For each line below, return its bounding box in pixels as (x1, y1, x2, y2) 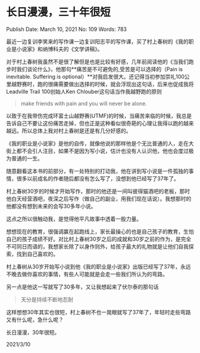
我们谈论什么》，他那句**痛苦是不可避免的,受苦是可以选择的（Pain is (16, 65, 183, 72)
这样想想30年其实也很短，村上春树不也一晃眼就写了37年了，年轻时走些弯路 (6, 308, 192, 315)
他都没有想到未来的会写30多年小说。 (6, 202, 96, 210)
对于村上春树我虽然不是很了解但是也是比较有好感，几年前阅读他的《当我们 (6, 58, 189, 65)
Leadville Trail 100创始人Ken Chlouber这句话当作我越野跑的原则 (6, 88, 162, 95)
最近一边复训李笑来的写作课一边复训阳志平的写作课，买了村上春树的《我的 (6, 38, 189, 45)
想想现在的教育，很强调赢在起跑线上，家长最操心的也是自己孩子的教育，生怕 (6, 228, 194, 235)
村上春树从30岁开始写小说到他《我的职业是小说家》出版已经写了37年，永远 (6, 263, 192, 270)
